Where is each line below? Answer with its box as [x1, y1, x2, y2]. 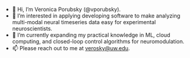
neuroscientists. [12, 25, 53, 32]
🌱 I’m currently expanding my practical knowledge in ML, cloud [12, 31, 171, 39]
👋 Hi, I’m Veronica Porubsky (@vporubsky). [12, 6, 121, 13]
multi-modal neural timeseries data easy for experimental [12, 19, 157, 25]
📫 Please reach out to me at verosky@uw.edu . [12, 45, 130, 51]
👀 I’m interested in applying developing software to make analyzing [12, 12, 181, 19]
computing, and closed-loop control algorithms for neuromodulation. [12, 38, 185, 45]
